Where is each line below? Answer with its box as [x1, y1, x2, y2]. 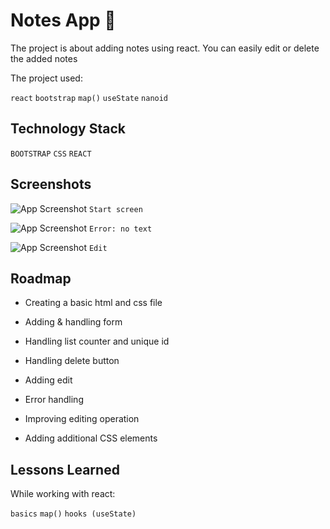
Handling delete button [24, 355, 120, 367]
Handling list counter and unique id [24, 335, 170, 348]
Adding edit [24, 374, 73, 386]
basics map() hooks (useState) [10, 509, 137, 519]
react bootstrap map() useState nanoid [10, 93, 169, 103]
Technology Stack [10, 120, 126, 138]
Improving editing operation [24, 413, 140, 425]
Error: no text [88, 224, 153, 234]
